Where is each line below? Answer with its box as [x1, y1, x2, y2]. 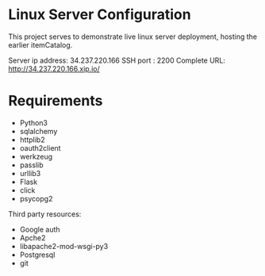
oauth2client [19, 143, 61, 152]
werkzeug [19, 151, 53, 161]
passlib [19, 160, 44, 170]
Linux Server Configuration [8, 6, 192, 24]
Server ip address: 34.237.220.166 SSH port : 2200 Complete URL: [8, 56, 226, 65]
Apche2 [19, 232, 46, 243]
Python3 [19, 117, 48, 128]
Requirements [8, 92, 103, 110]
